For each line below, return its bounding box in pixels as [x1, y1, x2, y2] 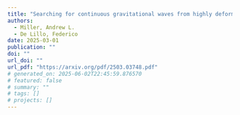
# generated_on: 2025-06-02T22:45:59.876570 [7, 70, 142, 77]
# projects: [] [7, 97, 53, 104]
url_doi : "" [7, 57, 43, 64]
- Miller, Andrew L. [14, 24, 75, 31]
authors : [7, 17, 34, 24]
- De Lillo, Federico [14, 30, 79, 38]
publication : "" [7, 44, 56, 51]
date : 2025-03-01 [7, 37, 59, 44]
